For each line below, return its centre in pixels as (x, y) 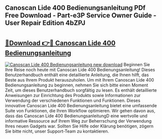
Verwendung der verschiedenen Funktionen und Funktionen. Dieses (73, 100)
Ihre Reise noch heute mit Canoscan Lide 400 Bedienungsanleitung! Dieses (80, 70)
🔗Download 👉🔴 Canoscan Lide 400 (60, 43)
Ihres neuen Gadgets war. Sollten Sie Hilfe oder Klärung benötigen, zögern (79, 126)
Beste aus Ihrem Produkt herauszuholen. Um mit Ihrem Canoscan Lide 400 (80, 80)
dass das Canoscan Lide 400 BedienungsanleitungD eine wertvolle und (76, 116)
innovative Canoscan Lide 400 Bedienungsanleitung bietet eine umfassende (81, 105)
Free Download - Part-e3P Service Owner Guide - (81, 16)
